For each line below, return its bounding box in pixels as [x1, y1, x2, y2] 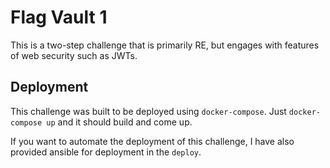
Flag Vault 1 [10, 6, 108, 29]
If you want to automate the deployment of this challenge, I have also [10, 135, 295, 147]
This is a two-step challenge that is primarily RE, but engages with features [10, 39, 320, 51]
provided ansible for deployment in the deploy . [10, 146, 202, 158]
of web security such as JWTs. [10, 49, 138, 61]
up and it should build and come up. [46, 116, 193, 128]
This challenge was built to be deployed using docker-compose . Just [10, 105, 287, 117]
